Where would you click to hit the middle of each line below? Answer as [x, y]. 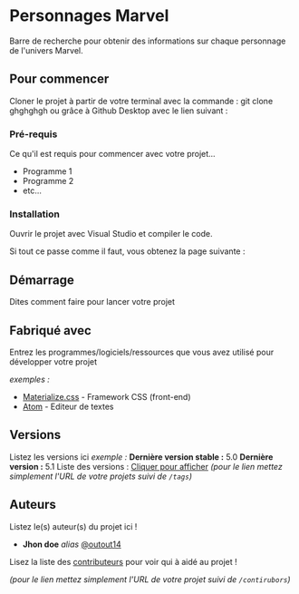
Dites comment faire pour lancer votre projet [92, 302]
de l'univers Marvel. [46, 50]
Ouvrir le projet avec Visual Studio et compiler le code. [111, 234]
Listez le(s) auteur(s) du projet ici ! [73, 526]
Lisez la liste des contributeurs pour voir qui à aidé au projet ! [123, 561]
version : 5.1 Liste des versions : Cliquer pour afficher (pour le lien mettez [146, 466]
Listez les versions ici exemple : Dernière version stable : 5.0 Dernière [141, 457]
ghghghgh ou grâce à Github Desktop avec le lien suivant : [119, 111]
